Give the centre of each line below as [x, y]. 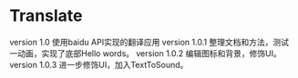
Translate [46, 16]
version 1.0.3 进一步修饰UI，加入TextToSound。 [99, 64]
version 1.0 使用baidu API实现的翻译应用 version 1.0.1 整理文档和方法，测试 [149, 42]
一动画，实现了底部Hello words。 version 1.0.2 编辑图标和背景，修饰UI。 [146, 53]
